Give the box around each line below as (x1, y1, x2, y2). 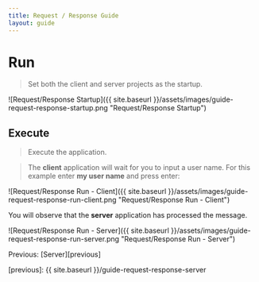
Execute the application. (27, 148, 107, 157)
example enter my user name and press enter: (27, 172, 180, 181)
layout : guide (8, 19, 56, 27)
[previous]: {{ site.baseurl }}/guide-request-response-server (8, 265, 207, 275)
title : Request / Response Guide (8, 11, 119, 20)
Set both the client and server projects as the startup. (27, 79, 203, 89)
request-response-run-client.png (8, 195, 117, 205)
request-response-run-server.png (8, 234, 120, 244)
